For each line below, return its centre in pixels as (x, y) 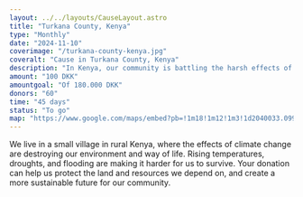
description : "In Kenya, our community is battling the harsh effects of (151, 69)
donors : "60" (34, 93)
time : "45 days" (40, 102)
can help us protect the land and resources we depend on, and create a (142, 174)
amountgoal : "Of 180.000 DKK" (66, 85)
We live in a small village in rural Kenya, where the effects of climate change (150, 145)
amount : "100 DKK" (44, 77)
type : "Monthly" (40, 34)
